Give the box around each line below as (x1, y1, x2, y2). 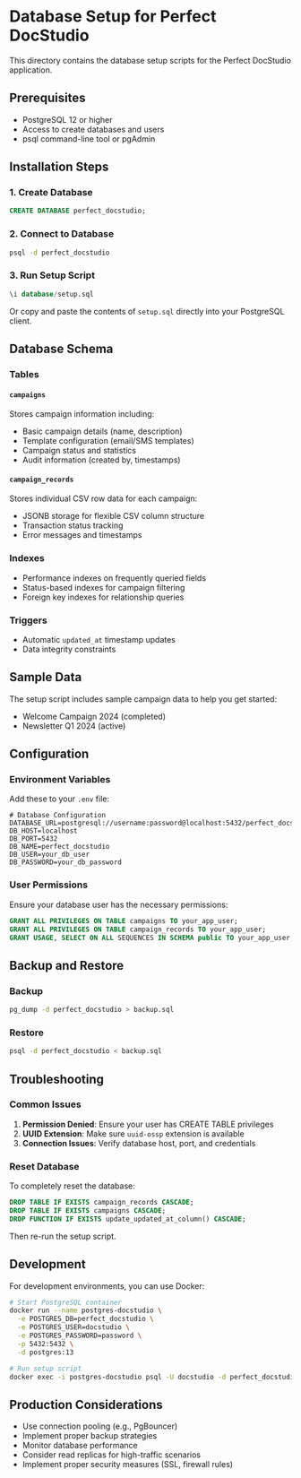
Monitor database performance (21, 1440, 138, 1451)
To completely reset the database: (9, 1180, 136, 1191)
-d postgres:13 (17, 1347, 74, 1357)
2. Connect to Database (9, 228, 115, 240)
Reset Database (9, 1160, 80, 1172)
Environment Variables (9, 774, 111, 786)
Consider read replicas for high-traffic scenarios (21, 1449, 202, 1460)
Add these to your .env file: (9, 793, 110, 804)
